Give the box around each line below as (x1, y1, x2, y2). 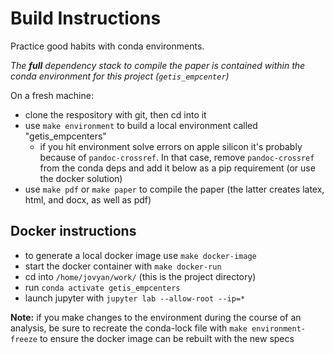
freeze (10, 334, 38, 344)
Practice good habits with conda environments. (10, 40, 205, 52)
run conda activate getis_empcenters (24, 281, 181, 293)
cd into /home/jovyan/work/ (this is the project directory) (24, 270, 257, 282)
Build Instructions (10, 7, 162, 30)
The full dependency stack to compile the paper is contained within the (10, 59, 306, 71)
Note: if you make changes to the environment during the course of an (10, 311, 302, 323)
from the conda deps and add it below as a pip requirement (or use (39, 162, 316, 174)
